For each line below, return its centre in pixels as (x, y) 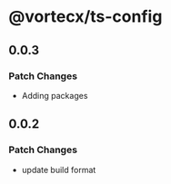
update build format (59, 169)
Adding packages (55, 95)
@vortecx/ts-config (85, 17)
